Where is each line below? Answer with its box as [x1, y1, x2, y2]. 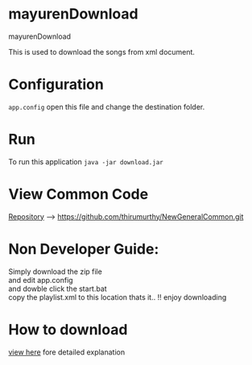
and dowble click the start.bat [8, 284, 107, 293]
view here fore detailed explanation [8, 347, 126, 357]
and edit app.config [8, 275, 74, 284]
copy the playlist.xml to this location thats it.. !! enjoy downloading [8, 292, 227, 302]
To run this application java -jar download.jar [8, 156, 163, 166]
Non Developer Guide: [8, 239, 159, 258]
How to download [8, 320, 128, 338]
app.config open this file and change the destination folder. [8, 102, 205, 111]
